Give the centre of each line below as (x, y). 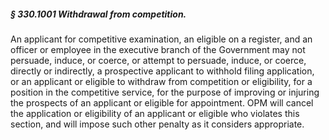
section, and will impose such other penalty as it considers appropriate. (157, 124)
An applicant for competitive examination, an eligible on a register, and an (161, 39)
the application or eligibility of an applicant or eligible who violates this (155, 113)
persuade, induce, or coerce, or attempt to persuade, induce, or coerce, (158, 60)
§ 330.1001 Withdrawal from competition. (98, 14)
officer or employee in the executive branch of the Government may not (158, 49)
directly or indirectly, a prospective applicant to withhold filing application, (162, 71)
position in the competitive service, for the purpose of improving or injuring (165, 92)
